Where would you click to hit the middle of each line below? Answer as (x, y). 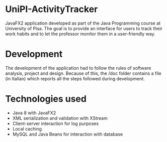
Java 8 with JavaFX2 (34, 113)
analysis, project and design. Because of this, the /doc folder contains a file (83, 73)
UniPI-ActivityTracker (52, 9)
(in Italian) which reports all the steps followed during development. (75, 78)
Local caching (27, 128)
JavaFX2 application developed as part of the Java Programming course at (83, 23)
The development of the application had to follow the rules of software (78, 68)
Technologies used (46, 99)
